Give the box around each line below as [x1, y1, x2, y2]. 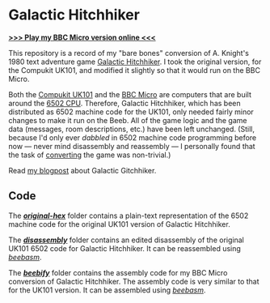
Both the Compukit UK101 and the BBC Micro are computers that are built [8, 89, 252, 99]
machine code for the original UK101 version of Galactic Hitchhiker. [8, 219, 230, 228]
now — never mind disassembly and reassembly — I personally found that [8, 141, 256, 151]
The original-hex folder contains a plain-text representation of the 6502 [8, 211, 249, 220]
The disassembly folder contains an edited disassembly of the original [8, 235, 244, 245]
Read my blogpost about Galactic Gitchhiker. [8, 165, 157, 175]
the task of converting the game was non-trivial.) [8, 150, 171, 160]
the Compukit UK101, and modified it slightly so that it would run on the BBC [8, 65, 261, 75]
